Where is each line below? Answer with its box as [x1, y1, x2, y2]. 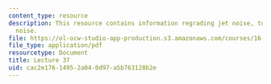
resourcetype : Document [8, 49, 89, 57]
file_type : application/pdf [8, 42, 103, 50]
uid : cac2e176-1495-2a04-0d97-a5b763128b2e [8, 64, 157, 72]
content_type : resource [8, 11, 89, 20]
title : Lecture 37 [8, 57, 70, 65]
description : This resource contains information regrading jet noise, [8, 19, 254, 27]
